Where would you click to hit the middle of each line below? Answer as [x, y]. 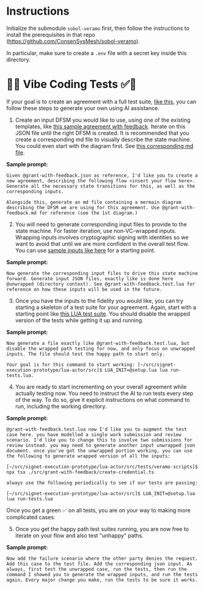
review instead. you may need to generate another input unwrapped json [101, 445]
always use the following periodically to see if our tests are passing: [102, 483]
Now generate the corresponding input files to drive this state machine [102, 273]
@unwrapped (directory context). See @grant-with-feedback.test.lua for [101, 284]
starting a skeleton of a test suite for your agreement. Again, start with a [106, 307]
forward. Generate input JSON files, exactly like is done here [90, 279]
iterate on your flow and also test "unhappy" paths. [79, 535]
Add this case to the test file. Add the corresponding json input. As [99, 564]
